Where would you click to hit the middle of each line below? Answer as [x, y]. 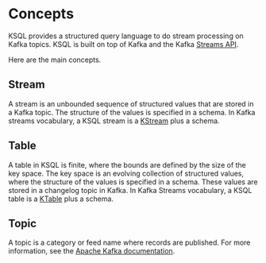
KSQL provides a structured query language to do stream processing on [126, 36]
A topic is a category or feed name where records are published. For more [129, 242]
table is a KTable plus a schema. [61, 199]
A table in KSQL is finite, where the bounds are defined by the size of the [127, 164]
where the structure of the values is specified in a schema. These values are [133, 182]
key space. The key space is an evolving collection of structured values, [126, 173]
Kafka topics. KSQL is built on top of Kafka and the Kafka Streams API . [123, 44]
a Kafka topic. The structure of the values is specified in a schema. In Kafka [132, 112]
